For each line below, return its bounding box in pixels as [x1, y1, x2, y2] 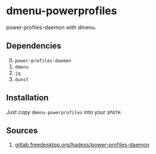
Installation [6, 93, 49, 103]
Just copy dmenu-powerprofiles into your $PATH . [6, 108, 122, 115]
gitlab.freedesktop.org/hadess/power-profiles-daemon [14, 141, 150, 149]
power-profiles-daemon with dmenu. [6, 24, 96, 31]
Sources [6, 126, 38, 136]
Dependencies [6, 41, 61, 51]
